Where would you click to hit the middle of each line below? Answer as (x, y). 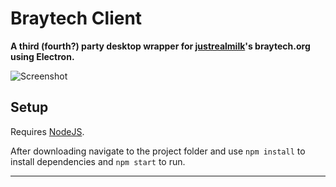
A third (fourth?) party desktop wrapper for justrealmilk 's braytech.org (160, 46)
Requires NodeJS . (47, 131)
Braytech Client (76, 18)
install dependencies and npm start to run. (98, 161)
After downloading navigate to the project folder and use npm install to (158, 151)
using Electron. (42, 56)
